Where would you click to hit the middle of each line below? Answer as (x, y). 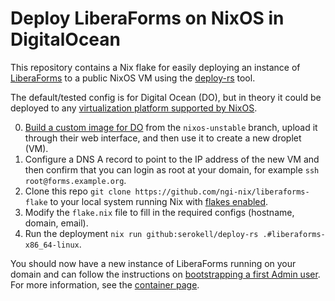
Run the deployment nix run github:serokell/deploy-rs (141, 233)
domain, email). (56, 223)
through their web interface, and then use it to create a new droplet (163, 138)
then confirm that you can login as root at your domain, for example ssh (172, 169)
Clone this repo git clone (78, 191)
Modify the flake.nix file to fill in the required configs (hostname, (159, 212)
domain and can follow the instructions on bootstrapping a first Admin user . (165, 274)
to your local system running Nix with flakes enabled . (159, 201)
